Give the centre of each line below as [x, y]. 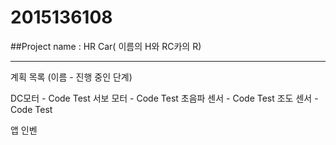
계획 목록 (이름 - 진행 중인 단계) [71, 77]
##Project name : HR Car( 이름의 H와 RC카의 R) [106, 46]
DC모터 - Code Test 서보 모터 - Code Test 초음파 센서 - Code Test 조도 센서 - [164, 98]
